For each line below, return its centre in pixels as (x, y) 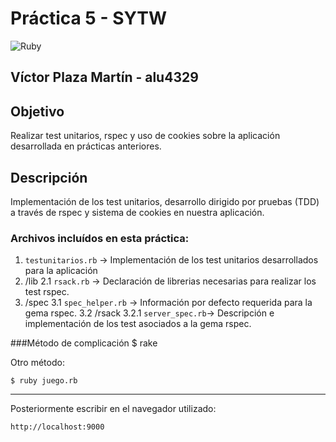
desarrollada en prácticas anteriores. (86, 146)
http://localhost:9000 (57, 427)
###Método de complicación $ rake (84, 343)
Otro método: (37, 363)
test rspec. (47, 292)
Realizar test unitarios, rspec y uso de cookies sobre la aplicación (145, 136)
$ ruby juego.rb (44, 381)
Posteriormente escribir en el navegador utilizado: (113, 409)
